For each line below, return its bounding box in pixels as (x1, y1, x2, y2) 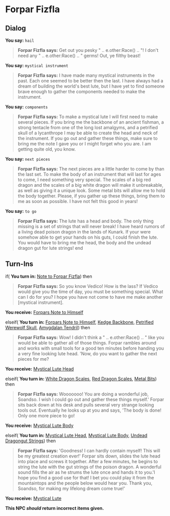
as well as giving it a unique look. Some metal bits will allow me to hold (17, 187, 165, 193)
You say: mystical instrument (5, 63, 69, 68)
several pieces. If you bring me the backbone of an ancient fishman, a (17, 119, 164, 125)
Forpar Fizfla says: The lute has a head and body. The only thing (17, 218, 154, 224)
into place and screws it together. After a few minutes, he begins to (17, 458, 158, 464)
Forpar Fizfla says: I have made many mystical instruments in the (17, 72, 155, 78)
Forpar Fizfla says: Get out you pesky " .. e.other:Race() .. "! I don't (17, 47, 159, 53)
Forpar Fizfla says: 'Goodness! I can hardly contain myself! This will (17, 447, 161, 453)
